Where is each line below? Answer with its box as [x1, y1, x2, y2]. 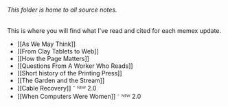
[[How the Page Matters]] [16, 55, 89, 63]
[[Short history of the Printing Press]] [16, 69, 122, 78]
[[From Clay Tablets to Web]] [16, 47, 99, 56]
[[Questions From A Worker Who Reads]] [16, 62, 133, 70]
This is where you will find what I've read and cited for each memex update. [7, 27, 222, 35]
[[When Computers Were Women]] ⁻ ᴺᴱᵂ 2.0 [16, 93, 141, 101]
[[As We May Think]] [16, 40, 76, 48]
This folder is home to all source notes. [7, 5, 117, 14]
